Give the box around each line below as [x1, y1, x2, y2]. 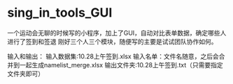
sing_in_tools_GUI [7, 5, 113, 21]
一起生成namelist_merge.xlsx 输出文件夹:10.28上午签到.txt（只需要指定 [19, 60, 223, 69]
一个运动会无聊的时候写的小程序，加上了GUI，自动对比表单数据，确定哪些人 [7, 28, 227, 37]
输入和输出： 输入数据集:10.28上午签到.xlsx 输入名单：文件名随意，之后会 [7, 52, 219, 60]
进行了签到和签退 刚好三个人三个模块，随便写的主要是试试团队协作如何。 [7, 37, 218, 46]
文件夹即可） [7, 69, 44, 78]
